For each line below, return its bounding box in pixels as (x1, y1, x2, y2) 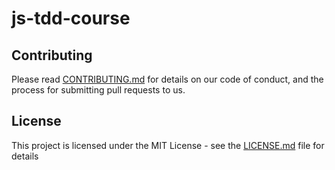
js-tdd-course (11, 7, 131, 30)
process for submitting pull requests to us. (11, 84, 186, 96)
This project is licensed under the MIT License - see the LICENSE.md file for (11, 139, 325, 151)
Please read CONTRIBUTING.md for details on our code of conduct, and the (11, 73, 324, 85)
